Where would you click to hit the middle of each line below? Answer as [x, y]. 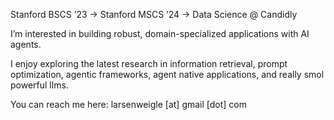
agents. [26, 44]
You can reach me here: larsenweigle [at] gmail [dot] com [129, 104]
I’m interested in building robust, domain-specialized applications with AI [160, 33]
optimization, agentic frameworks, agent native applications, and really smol [167, 74]
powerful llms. [39, 85]
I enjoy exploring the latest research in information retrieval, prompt [149, 63]
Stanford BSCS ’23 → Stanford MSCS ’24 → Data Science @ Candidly [154, 14]
